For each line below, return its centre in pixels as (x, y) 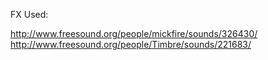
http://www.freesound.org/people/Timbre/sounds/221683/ (131, 44)
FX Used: (29, 14)
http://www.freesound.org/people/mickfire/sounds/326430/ (134, 33)
